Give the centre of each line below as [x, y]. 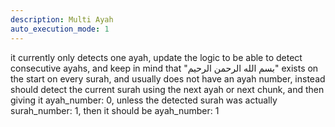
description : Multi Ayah [62, 19]
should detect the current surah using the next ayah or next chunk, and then [167, 89]
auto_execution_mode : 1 [60, 29]
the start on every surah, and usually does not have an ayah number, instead [168, 78]
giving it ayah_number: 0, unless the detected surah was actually [144, 100]
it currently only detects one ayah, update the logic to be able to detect [156, 57]
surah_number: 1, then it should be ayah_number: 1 [115, 110]
